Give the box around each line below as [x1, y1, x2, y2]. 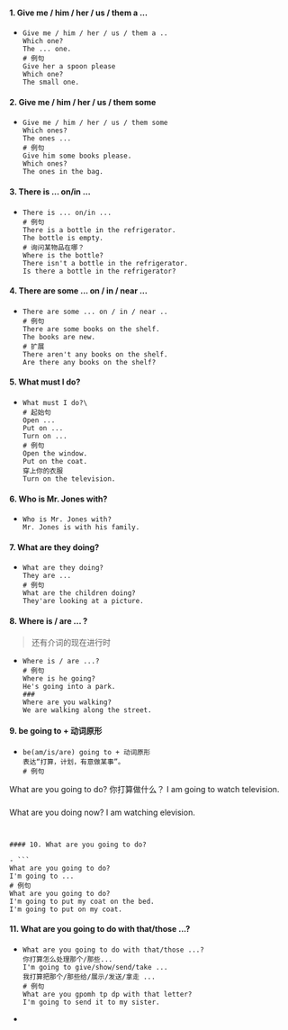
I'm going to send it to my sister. [22, 998, 160, 1007]
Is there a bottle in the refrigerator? [22, 267, 176, 276]
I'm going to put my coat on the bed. [9, 897, 155, 906]
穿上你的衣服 [22, 466, 64, 476]
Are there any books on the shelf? [22, 357, 157, 366]
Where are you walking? [22, 698, 112, 707]
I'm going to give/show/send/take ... [22, 962, 168, 971]
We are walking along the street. [22, 705, 152, 715]
